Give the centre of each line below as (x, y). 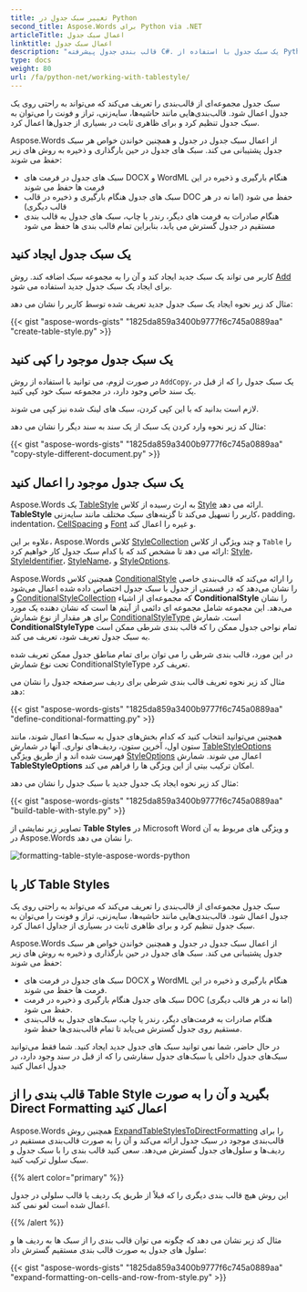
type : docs (31, 60)
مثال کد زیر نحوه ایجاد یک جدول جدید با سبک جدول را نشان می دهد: (125, 783)
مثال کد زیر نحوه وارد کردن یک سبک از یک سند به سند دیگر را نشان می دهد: (138, 427)
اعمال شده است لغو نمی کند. (60, 1204)
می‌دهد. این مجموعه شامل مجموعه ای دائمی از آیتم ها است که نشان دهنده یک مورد (151, 608)
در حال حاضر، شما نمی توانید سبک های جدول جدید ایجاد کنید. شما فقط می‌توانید (145, 1046)
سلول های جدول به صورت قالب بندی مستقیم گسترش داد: (109, 1249)
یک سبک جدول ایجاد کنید (71, 255)
